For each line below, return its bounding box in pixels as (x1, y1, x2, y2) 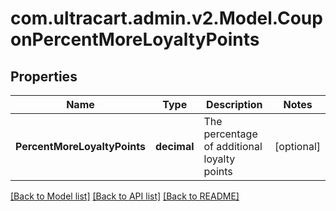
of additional (203, 140, 263, 153)
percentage (203, 127, 258, 141)
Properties (10, 68, 78, 85)
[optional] (274, 140, 321, 153)
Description (206, 98, 263, 111)
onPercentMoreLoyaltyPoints (10, 28, 260, 51)
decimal (154, 140, 195, 153)
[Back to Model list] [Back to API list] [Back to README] (10, 190, 240, 202)
